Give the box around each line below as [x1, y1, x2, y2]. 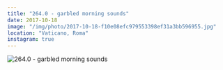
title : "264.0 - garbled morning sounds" [7, 10, 130, 17]
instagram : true [7, 36, 54, 43]
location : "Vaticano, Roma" [7, 29, 89, 37]
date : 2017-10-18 [7, 17, 58, 24]
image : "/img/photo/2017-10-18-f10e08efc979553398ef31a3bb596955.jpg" [7, 23, 217, 30]
